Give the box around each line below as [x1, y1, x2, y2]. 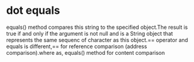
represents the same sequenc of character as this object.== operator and [6, 36, 188, 43]
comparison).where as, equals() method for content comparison [6, 49, 165, 56]
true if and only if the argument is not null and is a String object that [6, 29, 173, 37]
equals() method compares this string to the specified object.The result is [6, 23, 188, 31]
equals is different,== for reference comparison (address [6, 43, 147, 50]
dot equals [6, 4, 60, 17]
